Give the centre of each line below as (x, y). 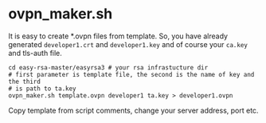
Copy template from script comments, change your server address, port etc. (133, 110)
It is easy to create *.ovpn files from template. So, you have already (118, 36)
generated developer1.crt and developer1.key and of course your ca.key (128, 44)
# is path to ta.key (43, 89)
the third (25, 81)
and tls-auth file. (35, 53)
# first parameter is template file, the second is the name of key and (131, 74)
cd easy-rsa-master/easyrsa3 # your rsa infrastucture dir (108, 67)
